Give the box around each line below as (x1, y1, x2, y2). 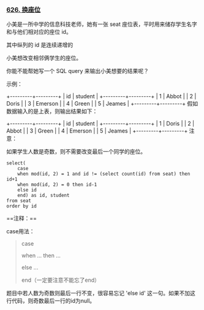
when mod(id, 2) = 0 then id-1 (17, 182, 97, 188)
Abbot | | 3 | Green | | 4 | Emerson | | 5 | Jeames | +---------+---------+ (6, 127, 188, 134)
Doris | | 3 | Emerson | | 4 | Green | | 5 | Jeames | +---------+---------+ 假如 (6, 100, 198, 107)
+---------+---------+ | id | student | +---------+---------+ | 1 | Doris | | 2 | (6, 120, 195, 127)
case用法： (6, 228, 35, 235)
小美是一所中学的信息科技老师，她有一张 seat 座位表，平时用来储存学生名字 (6, 20, 198, 28)
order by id (6, 203, 37, 209)
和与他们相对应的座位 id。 (6, 28, 72, 36)
